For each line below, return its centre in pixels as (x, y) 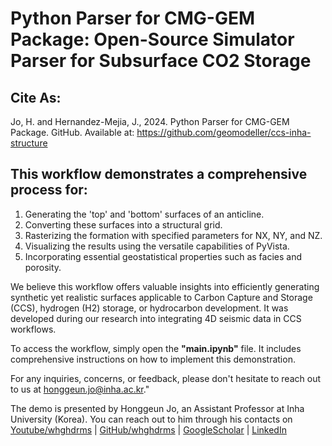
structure (29, 143)
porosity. (43, 267)
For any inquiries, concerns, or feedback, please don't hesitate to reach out (165, 378)
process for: (49, 190)
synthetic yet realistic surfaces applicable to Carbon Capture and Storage (161, 297)
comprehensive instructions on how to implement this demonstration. (153, 359)
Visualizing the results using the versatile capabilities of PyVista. (157, 246)
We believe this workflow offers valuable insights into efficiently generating (165, 286)
